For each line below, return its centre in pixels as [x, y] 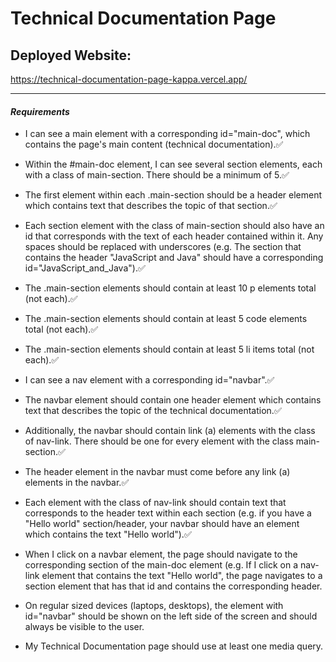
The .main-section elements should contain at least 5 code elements [166, 319]
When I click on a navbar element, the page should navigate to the [161, 554]
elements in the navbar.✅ [77, 483]
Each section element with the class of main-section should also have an [174, 226]
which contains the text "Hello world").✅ [108, 534]
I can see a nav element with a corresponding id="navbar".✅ [149, 380]
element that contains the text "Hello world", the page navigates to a [182, 576]
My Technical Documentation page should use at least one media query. [174, 646]
